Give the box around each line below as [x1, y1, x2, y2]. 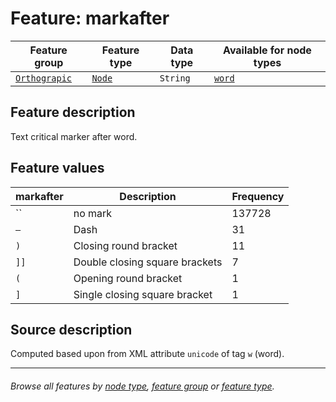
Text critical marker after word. [10, 130, 138, 142]
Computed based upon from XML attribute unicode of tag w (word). [10, 348, 285, 360]
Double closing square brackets [73, 255, 223, 269]
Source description [10, 321, 133, 338]
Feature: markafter [10, 7, 170, 30]
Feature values [10, 160, 105, 177]
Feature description [10, 104, 136, 121]
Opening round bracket [73, 271, 183, 285]
